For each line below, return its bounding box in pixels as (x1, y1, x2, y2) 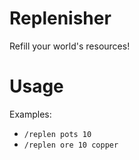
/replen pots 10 (23, 129, 92, 139)
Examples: (9, 108, 52, 120)
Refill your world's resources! (9, 40, 131, 52)
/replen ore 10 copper (23, 140, 119, 150)
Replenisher (9, 7, 112, 30)
